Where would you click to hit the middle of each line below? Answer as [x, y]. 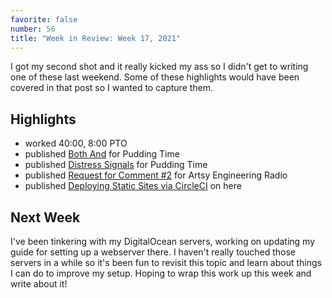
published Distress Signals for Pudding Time [116, 165]
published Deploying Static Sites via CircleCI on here [133, 186]
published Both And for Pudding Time [102, 154]
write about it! [39, 284]
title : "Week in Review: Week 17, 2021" [96, 38]
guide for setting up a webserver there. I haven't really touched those [153, 252]
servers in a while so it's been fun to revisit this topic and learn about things [166, 262]
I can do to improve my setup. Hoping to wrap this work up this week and [161, 273]
